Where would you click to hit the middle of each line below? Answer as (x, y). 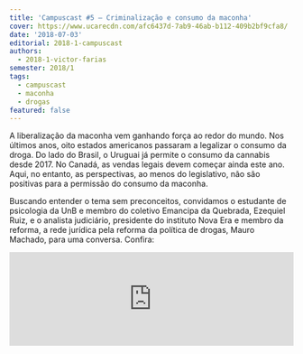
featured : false (40, 110)
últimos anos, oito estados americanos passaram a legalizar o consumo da (148, 145)
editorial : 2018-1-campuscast (66, 43)
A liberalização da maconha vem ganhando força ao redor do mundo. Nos (147, 135)
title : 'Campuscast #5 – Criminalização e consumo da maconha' (131, 18)
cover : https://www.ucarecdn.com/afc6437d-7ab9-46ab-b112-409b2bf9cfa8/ (149, 26)
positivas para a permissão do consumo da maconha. (109, 184)
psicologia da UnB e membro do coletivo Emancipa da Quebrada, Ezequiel (147, 211)
